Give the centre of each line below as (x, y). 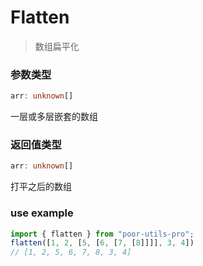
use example (42, 213)
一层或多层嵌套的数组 (54, 117)
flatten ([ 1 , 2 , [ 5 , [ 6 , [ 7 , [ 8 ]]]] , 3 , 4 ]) (102, 243)
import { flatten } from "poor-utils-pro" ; (102, 234)
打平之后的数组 (41, 187)
